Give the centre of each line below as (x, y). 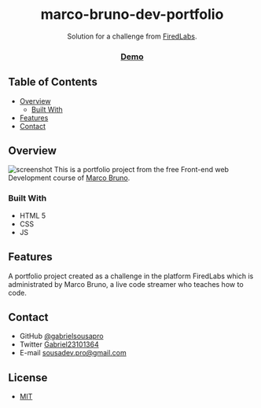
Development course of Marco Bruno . (69, 178)
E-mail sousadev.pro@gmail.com (73, 353)
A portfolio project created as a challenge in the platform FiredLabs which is (131, 276)
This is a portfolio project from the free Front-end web (142, 170)
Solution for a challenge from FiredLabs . (132, 36)
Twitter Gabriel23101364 (59, 344)
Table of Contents (53, 82)
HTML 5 (33, 215)
